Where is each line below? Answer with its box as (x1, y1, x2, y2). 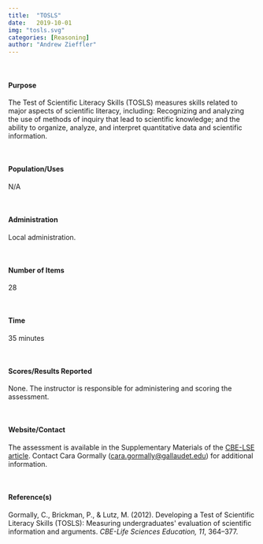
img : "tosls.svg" (8, 26, 65, 34)
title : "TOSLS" (8, 11, 61, 20)
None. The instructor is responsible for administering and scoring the (8, 383, 232, 394)
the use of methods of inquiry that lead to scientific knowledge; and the (8, 115, 240, 124)
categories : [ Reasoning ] (8, 33, 90, 42)
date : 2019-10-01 (8, 19, 72, 27)
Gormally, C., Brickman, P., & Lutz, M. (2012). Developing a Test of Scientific (8, 509, 255, 520)
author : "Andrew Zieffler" (8, 41, 97, 49)
